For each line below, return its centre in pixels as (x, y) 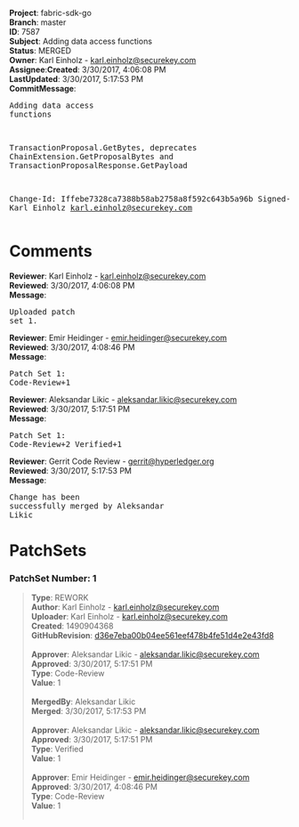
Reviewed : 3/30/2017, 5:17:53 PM (70, 470)
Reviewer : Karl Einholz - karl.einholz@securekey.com (108, 276)
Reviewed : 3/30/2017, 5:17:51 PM (70, 409)
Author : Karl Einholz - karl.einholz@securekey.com (125, 607)
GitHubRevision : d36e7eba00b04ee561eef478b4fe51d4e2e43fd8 (152, 636)
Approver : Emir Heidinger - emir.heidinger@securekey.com (140, 777)
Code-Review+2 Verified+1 (66, 444)
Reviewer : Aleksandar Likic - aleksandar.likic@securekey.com (123, 399)
